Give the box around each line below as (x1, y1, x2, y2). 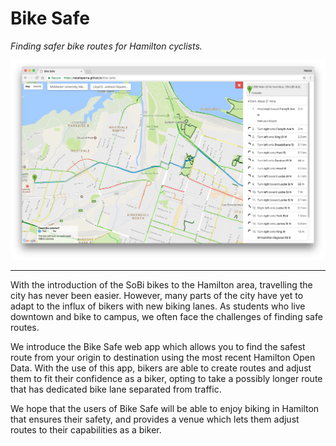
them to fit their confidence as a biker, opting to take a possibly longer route (10, 373, 323, 385)
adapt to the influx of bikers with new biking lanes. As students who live (10, 300, 306, 312)
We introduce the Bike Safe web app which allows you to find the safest (10, 341, 306, 353)
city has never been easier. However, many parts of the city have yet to (10, 290, 304, 302)
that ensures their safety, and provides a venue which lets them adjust (10, 413, 300, 426)
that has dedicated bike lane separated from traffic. (10, 383, 222, 396)
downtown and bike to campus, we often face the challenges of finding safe (10, 311, 323, 323)
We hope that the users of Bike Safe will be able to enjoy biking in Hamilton (10, 403, 320, 415)
